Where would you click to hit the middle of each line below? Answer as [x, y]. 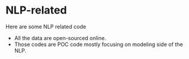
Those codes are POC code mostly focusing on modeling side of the [98, 44]
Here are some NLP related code [46, 27]
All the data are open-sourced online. [60, 38]
